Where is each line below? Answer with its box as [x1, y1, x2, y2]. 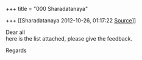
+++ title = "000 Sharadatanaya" [5, 5, 88, 12]
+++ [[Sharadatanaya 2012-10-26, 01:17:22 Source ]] [5, 17, 137, 24]
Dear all [5, 28, 26, 36]
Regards [5, 47, 27, 54]
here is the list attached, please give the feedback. [5, 35, 133, 42]
